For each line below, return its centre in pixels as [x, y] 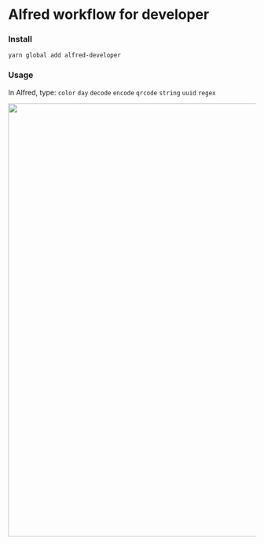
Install [20, 39]
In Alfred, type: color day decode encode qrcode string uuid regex [112, 92]
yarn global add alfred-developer [65, 56]
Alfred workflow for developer [109, 15]
